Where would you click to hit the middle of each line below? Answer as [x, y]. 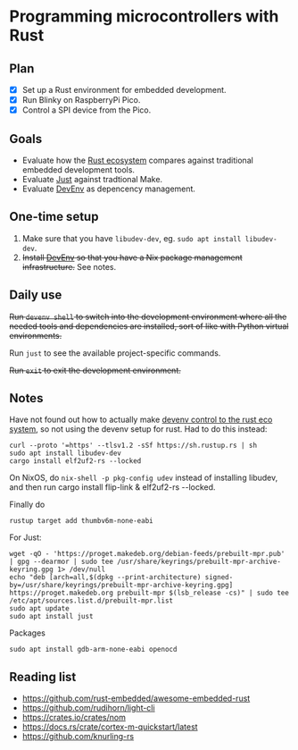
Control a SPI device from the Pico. [87, 110]
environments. [36, 335]
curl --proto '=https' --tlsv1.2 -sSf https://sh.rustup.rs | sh [133, 446]
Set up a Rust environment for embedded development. [124, 90]
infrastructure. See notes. [69, 266]
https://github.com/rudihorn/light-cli [88, 708]
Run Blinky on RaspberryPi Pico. [81, 100]
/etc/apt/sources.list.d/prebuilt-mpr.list [91, 601]
